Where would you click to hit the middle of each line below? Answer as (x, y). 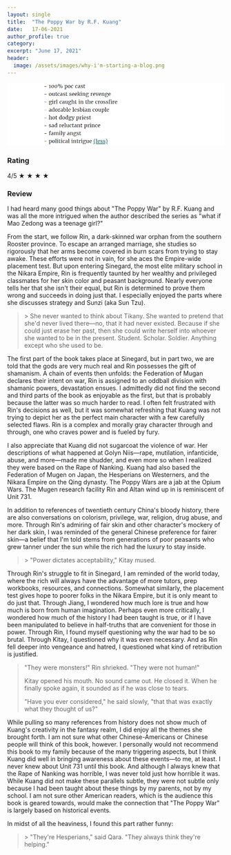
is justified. (23, 654)
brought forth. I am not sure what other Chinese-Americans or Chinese (108, 737)
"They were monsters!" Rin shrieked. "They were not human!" (112, 668)
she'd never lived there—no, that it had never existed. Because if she (122, 324)
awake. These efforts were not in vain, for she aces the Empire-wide (104, 259)
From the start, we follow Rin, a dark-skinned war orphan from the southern (114, 237)
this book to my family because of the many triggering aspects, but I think (112, 751)
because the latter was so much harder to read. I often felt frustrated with (111, 403)
